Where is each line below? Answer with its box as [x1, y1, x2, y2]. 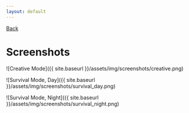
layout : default [6, 8, 46, 15]
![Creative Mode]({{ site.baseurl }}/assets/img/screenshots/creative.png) [6, 65, 184, 72]
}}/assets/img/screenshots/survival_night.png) [6, 100, 119, 107]
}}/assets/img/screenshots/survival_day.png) [6, 82, 116, 89]
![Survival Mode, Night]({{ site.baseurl [6, 94, 99, 101]
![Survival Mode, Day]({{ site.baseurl [6, 76, 96, 83]
